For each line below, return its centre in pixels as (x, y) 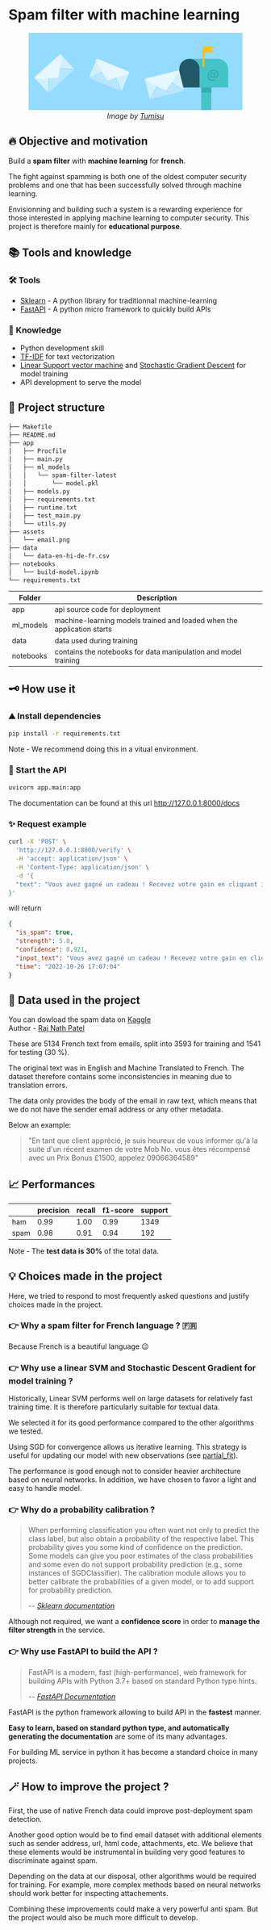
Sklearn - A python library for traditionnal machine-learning (119, 301)
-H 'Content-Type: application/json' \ (83, 867)
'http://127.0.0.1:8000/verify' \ (73, 850)
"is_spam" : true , (45, 933)
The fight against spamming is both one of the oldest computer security (128, 176)
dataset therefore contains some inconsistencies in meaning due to (120, 1077)
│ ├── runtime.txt (43, 508)
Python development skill (62, 348)
